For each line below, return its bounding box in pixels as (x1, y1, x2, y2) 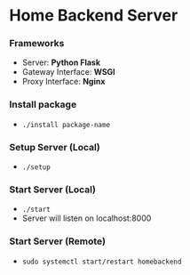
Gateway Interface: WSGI (21, 67, 115, 77)
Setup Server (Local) (9, 141, 100, 153)
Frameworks (9, 37, 65, 50)
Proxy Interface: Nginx (21, 77, 106, 87)
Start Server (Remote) (9, 235, 107, 247)
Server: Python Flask (21, 57, 100, 68)
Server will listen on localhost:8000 (21, 213, 152, 223)
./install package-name (21, 120, 111, 129)
